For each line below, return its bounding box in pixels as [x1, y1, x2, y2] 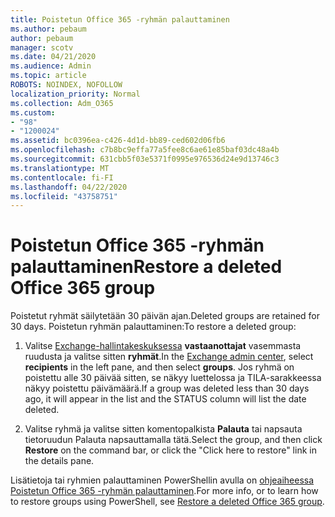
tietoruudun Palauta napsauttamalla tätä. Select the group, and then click [24, 434, 323, 446]
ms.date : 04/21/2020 [10, 52, 97, 62]
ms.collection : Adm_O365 [10, 98, 114, 108]
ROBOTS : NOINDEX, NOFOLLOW [10, 80, 123, 90]
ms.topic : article [10, 71, 87, 81]
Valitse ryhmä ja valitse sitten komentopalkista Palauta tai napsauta [24, 423, 303, 435]
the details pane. [24, 455, 95, 467]
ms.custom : [10, 107, 56, 118]
